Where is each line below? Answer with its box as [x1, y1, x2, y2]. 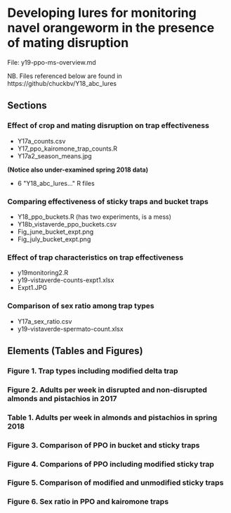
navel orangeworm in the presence [7, 20, 215, 36]
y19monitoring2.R [17, 269, 69, 277]
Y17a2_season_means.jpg [17, 151, 93, 160]
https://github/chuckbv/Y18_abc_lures [7, 79, 117, 87]
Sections [7, 100, 47, 112]
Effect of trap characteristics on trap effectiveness [7, 252, 184, 262]
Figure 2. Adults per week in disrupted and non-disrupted [7, 385, 207, 395]
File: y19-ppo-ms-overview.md [7, 58, 96, 66]
